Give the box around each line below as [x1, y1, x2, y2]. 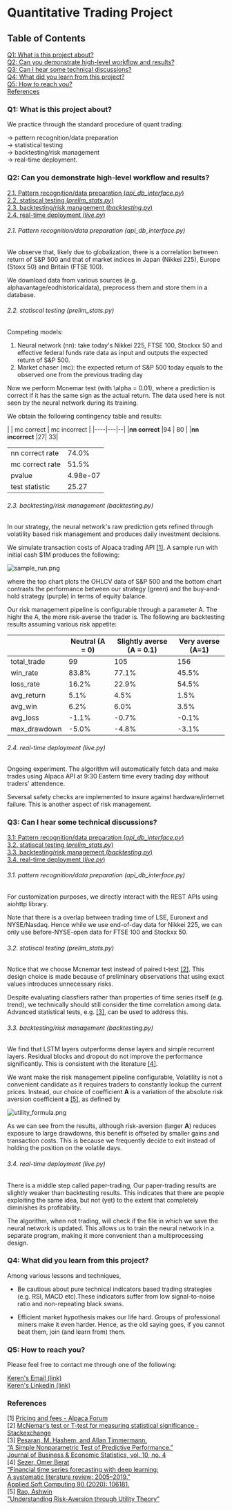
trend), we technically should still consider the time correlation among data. [7, 1000, 222, 1009]
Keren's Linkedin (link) [7, 1382, 71, 1390]
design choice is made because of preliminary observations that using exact [7, 973, 224, 981]
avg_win [10, 702, 37, 711]
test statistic [10, 482, 50, 491]
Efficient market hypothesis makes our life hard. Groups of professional [17, 1312, 220, 1321]
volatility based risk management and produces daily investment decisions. [7, 530, 221, 538]
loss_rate [10, 679, 40, 689]
